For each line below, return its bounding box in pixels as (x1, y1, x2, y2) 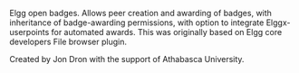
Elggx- (265, 17, 291, 28)
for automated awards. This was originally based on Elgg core (51, 27, 283, 37)
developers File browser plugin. (9, 36, 127, 47)
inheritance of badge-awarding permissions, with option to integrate (9, 17, 265, 28)
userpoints (9, 27, 50, 37)
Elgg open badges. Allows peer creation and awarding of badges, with (9, 8, 272, 18)
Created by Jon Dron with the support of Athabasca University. (9, 54, 245, 64)
